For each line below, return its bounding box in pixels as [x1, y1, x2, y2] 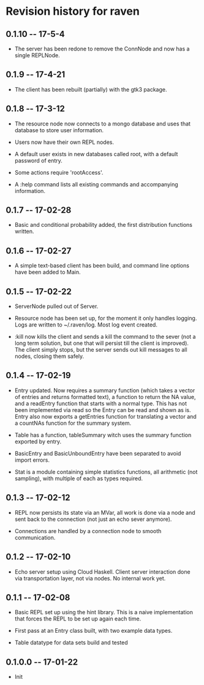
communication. [14, 534, 56, 541]
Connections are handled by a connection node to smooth [14, 527, 162, 534]
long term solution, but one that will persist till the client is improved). [14, 339, 189, 347]
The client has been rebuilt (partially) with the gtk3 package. [14, 85, 167, 93]
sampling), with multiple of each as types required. [14, 475, 143, 482]
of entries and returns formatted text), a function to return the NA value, [14, 393, 197, 400]
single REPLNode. [14, 52, 60, 59]
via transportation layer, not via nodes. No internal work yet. [14, 574, 166, 582]
